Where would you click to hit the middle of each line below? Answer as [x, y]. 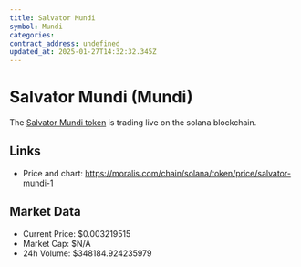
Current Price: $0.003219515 [77, 233]
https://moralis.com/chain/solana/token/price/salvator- [188, 173]
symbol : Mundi [36, 27]
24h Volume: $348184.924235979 [87, 253]
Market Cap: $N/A [57, 243]
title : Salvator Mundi [52, 18]
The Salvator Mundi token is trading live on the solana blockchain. [133, 123]
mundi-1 [38, 183]
